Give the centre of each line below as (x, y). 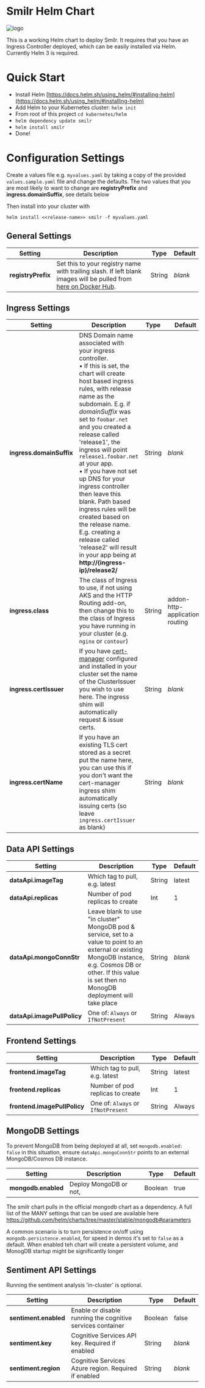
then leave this (100, 494)
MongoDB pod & (111, 927)
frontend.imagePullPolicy (47, 1107)
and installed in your (108, 666)
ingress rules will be (107, 509)
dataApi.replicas (34, 898)
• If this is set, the (104, 366)
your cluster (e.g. (103, 634)
